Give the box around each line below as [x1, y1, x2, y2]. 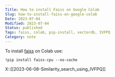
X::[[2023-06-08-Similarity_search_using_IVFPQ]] [5, 66, 106, 72]
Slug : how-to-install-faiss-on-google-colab [5, 12, 97, 17]
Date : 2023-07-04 [5, 16, 41, 21]
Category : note [5, 35, 36, 40]
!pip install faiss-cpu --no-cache [5, 57, 78, 62]
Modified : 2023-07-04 [5, 21, 49, 26]
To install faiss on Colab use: [5, 48, 63, 54]
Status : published [5, 26, 43, 30]
